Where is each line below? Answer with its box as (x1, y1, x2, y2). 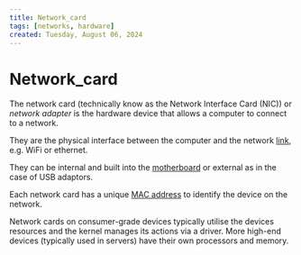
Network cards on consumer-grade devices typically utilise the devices (9, 216, 275, 227)
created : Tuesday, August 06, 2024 (9, 30, 143, 39)
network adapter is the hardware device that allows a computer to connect (9, 108, 287, 119)
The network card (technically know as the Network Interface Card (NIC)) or (9, 98, 293, 109)
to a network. (9, 118, 59, 129)
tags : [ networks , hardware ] (9, 22, 115, 31)
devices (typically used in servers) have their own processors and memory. (9, 235, 289, 246)
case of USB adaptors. (9, 172, 93, 183)
